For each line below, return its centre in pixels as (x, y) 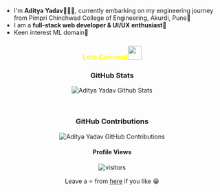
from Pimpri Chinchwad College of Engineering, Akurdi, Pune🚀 (102, 18)
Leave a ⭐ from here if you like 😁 (112, 181)
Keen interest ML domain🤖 (51, 32)
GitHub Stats (112, 75)
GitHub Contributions (112, 121)
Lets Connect (105, 57)
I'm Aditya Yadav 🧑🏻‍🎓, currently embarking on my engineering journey (113, 11)
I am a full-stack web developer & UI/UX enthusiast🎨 (90, 25)
